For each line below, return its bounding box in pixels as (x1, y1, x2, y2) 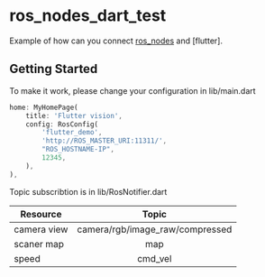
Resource (20, 208, 62, 220)
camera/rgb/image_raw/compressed (76, 223, 233, 235)
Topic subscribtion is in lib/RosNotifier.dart (9, 186, 168, 197)
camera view (14, 223, 69, 235)
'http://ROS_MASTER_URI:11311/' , (41, 136, 168, 145)
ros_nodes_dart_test (9, 5, 167, 26)
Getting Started (9, 61, 98, 77)
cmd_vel (136, 252, 172, 264)
